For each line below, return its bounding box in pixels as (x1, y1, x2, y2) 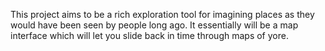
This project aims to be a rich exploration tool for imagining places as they (10, 9, 315, 20)
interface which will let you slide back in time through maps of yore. (10, 30, 289, 41)
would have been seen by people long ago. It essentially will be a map (10, 19, 299, 31)
